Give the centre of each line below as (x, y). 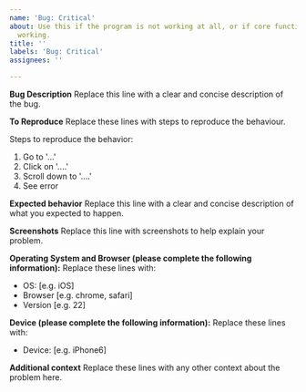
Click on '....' (46, 166)
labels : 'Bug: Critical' (56, 52)
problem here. (36, 377)
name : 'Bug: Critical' (52, 18)
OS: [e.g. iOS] (48, 285)
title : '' (28, 43)
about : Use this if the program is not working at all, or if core (140, 26)
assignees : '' (36, 60)
